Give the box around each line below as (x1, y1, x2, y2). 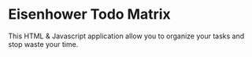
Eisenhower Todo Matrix (8, 5, 171, 23)
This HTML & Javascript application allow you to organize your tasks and (8, 31, 245, 41)
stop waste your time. (8, 39, 79, 48)
